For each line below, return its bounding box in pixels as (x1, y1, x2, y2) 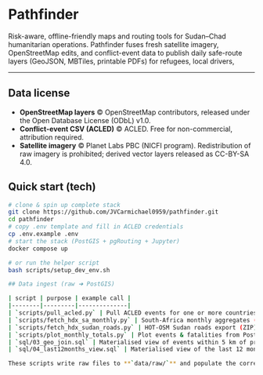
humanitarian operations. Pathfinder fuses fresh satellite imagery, (8, 39, 219, 49)
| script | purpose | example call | (8, 294, 131, 303)
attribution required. (19, 132, 85, 142)
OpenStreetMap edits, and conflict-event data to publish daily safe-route (8, 48, 243, 57)
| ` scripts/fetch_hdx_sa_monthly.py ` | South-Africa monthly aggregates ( (8, 316, 258, 324)
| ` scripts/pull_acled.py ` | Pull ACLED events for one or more (8, 309, 222, 317)
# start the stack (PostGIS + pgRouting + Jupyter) (8, 237, 180, 245)
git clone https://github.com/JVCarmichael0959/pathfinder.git (8, 208, 219, 217)
